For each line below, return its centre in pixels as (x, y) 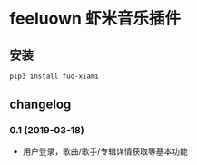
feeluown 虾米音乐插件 (95, 19)
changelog (40, 105)
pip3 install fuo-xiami (54, 76)
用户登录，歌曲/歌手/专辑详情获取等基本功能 (105, 151)
